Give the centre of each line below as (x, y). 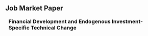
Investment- (127, 21)
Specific (19, 28)
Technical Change (53, 28)
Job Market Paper (34, 8)
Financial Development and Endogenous (59, 21)
